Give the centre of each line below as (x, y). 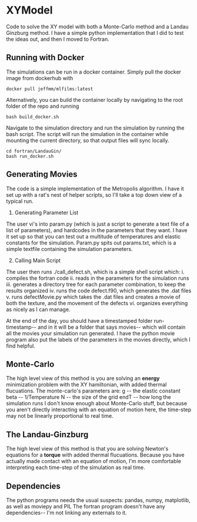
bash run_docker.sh (30, 156)
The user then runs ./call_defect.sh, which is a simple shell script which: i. (95, 272)
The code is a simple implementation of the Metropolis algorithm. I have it (95, 189)
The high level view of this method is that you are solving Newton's (87, 449)
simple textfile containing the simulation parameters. (70, 249)
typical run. (20, 201)
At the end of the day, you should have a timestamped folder (79, 321)
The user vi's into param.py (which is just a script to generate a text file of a (98, 224)
